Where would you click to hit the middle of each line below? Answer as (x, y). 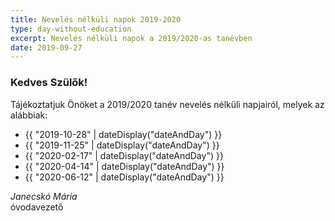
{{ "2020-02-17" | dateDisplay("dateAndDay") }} (124, 155)
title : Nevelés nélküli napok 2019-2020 (96, 19)
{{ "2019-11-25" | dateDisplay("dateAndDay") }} (122, 145)
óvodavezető (37, 207)
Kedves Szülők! (49, 83)
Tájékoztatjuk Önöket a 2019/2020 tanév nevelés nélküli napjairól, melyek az (167, 104)
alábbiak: (29, 115)
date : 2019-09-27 (46, 47)
